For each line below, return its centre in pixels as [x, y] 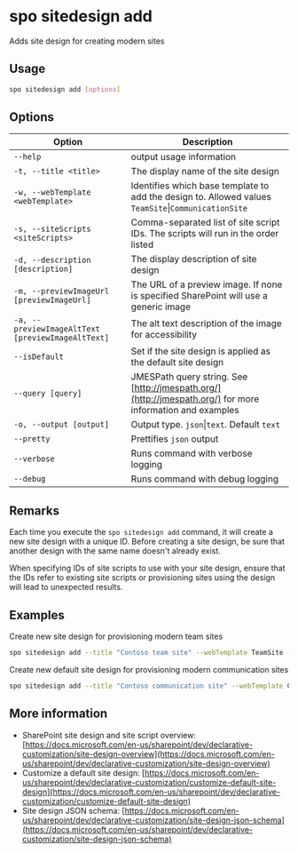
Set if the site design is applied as [200, 351]
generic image [161, 307]
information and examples [185, 411]
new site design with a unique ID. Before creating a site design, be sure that [147, 542]
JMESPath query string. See [189, 377]
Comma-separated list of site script [205, 222]
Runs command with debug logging [205, 479]
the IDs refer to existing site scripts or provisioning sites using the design [142, 578]
